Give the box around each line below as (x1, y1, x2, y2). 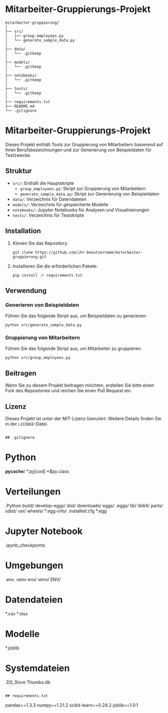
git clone (12, 250, 34, 255)
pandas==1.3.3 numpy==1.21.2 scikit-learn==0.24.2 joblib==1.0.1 (5, 702, 138, 708)
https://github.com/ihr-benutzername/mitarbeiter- (35, 250, 143, 255)
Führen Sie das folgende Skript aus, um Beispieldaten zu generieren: (5, 313, 147, 319)
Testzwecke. (5, 152, 32, 158)
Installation (5, 227, 41, 235)
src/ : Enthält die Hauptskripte (12, 180, 74, 186)
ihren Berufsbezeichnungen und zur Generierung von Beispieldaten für (5, 147, 152, 153)
